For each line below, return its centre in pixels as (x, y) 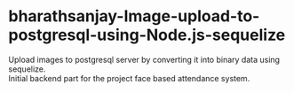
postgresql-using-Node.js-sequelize (147, 35)
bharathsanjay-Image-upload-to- (134, 16)
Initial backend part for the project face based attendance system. (129, 78)
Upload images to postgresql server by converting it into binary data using (144, 59)
